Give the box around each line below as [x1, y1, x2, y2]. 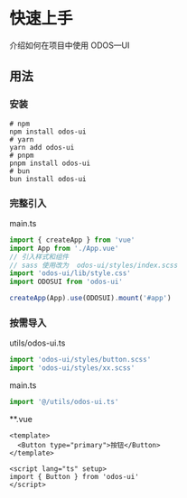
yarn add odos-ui [9, 143, 75, 152]
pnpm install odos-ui [9, 159, 91, 168]
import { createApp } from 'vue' [9, 235, 136, 244]
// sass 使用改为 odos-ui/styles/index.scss [9, 261, 179, 270]
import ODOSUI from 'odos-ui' [9, 277, 124, 287]
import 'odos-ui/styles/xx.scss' [9, 364, 136, 373]
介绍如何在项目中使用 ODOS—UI [9, 40, 130, 51]
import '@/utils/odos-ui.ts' [9, 398, 119, 407]
